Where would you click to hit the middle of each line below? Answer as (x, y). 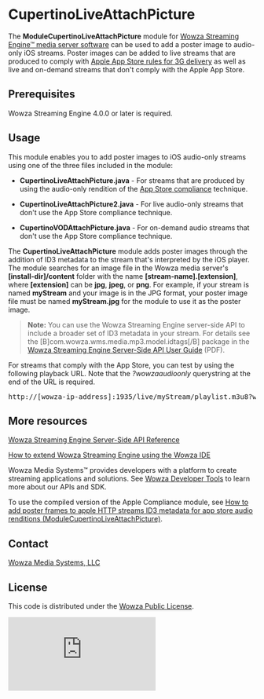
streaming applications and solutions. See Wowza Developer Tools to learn (129, 479)
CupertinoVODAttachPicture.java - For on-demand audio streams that (134, 227)
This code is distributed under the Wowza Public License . (101, 606)
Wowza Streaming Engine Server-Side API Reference (94, 440)
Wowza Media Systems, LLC (54, 562)
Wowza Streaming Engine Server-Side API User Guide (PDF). (126, 349)
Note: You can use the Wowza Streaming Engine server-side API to (136, 324)
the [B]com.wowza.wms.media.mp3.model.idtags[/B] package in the (138, 341)
